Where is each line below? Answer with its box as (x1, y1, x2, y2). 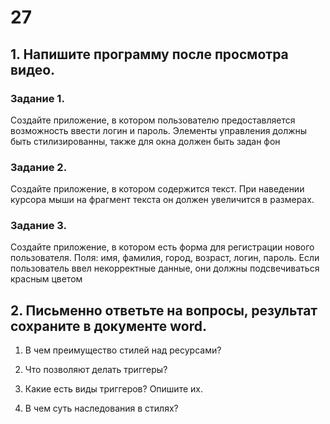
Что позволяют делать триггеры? (24, 364, 168, 376)
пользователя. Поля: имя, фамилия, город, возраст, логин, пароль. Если (10, 252, 320, 264)
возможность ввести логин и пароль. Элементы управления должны (10, 124, 308, 136)
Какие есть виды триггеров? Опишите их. (24, 383, 203, 395)
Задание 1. (10, 91, 65, 105)
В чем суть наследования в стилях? (24, 402, 179, 415)
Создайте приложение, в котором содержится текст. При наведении (10, 183, 305, 195)
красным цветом (10, 273, 83, 285)
